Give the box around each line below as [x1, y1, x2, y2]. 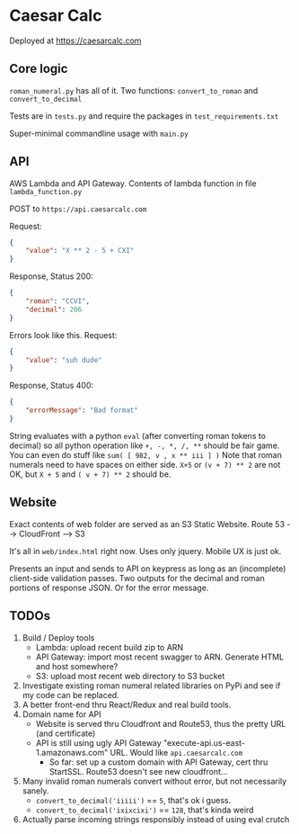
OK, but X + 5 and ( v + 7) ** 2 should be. [9, 469, 171, 480]
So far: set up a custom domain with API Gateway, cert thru [48, 757, 268, 767]
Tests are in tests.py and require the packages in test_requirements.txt [9, 110, 279, 121]
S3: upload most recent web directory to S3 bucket [35, 670, 225, 681]
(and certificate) [35, 728, 96, 739]
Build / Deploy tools [22, 632, 95, 643]
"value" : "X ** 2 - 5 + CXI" [25, 247, 135, 256]
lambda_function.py [9, 187, 83, 196]
